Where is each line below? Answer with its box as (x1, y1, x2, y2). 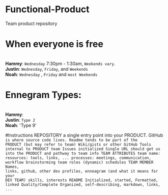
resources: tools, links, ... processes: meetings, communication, (5, 155, 152, 160)
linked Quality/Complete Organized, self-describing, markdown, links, (5, 182, 160, 187)
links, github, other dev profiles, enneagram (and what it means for (5, 169, 158, 174)
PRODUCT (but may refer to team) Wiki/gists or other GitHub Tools (5, 142, 152, 147)
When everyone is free (5, 38, 103, 50)
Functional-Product (5, 4, 90, 15)
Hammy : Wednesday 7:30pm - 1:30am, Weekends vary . (5, 60, 116, 67)
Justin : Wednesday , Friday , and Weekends (5, 66, 88, 72)
